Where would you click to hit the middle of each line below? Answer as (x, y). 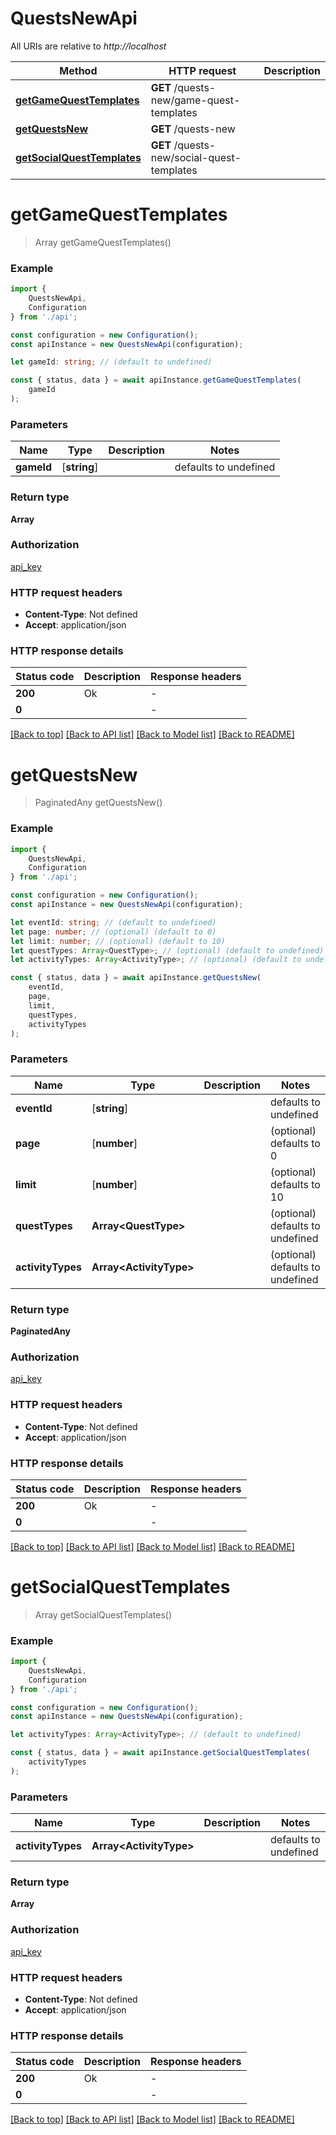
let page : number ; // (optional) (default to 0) (113, 932)
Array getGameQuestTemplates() (103, 242)
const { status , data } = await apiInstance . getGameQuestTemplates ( (156, 380)
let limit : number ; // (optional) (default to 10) (118, 941)
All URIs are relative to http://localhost (88, 46)
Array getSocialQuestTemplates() (103, 1614)
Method (78, 70)
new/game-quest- (195, 100)
